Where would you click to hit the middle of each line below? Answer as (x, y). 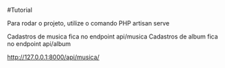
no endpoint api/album (39, 44)
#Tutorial (20, 10)
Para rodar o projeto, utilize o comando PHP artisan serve (88, 23)
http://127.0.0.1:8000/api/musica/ (53, 57)
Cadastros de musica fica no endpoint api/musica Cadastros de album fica (113, 36)
